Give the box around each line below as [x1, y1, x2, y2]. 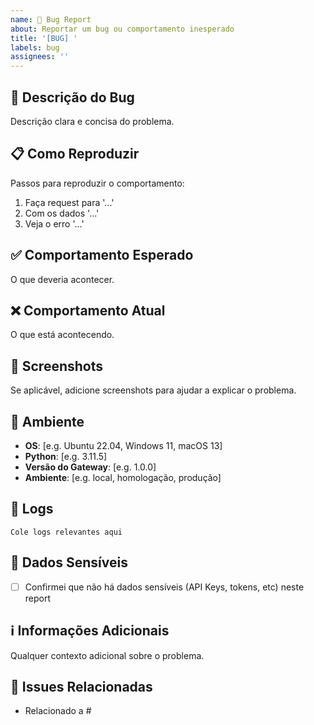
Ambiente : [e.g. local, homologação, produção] [24, 472, 222, 483]
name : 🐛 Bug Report [10, 14, 92, 25]
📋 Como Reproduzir [10, 146, 140, 163]
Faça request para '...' [24, 196, 115, 208]
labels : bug [10, 42, 60, 53]
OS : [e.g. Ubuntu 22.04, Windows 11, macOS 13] [24, 440, 223, 451]
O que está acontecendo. [10, 329, 115, 341]
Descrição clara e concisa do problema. [10, 115, 175, 127]
